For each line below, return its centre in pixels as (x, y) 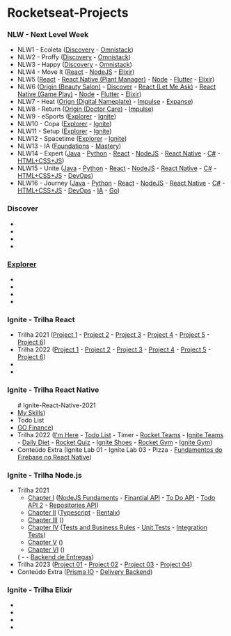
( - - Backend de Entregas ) (56, 556)
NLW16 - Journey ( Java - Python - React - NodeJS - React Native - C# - (121, 183)
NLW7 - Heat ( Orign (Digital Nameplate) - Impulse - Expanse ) (105, 102)
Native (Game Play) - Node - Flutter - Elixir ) (79, 94)
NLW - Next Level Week (48, 35)
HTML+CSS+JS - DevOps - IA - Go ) (69, 190)
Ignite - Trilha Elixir (40, 589)
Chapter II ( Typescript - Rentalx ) (74, 512)
